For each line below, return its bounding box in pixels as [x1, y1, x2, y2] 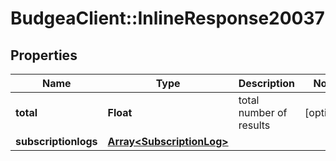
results [238, 118, 271, 132]
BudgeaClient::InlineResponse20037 [10, 7, 325, 30]
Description [238, 77, 296, 90]
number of [238, 106, 288, 119]
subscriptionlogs [15, 135, 98, 148]
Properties [10, 47, 78, 64]
